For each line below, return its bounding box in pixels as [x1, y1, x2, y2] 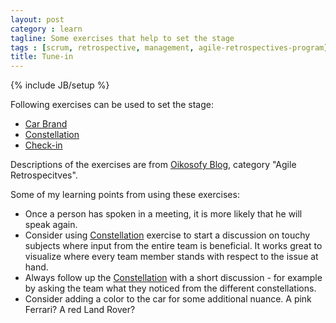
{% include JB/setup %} [10, 79, 110, 91]
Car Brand [24, 118, 68, 130]
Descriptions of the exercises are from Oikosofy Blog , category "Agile [10, 159, 297, 171]
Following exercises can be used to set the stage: [10, 99, 215, 111]
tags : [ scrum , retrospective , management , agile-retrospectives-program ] [10, 42, 329, 53]
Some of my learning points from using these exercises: [10, 189, 240, 201]
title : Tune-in [10, 52, 74, 62]
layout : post [10, 14, 65, 25]
